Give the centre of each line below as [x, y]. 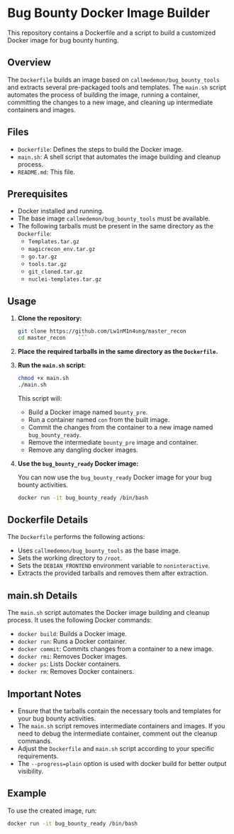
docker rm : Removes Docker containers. [76, 672]
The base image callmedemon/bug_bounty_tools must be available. [114, 218]
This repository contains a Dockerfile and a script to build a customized [112, 33]
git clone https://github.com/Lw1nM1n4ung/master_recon [102, 331]
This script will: [40, 398]
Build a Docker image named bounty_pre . [88, 412]
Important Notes [44, 694]
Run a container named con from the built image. [99, 419]
